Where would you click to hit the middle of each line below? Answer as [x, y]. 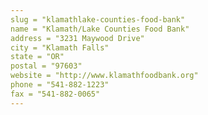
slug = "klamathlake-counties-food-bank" [98, 19]
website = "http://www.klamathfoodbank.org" [104, 76]
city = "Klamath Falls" [60, 47]
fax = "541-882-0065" [55, 94]
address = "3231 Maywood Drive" [77, 38]
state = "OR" [37, 57]
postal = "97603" [46, 66]
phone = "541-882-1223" [60, 85]
